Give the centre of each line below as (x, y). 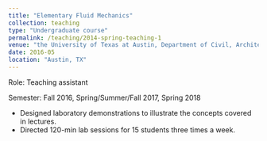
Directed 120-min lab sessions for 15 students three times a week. (128, 130)
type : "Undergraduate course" (58, 30)
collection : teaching (44, 23)
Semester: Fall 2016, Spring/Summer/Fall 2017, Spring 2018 (104, 97)
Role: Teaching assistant (48, 82)
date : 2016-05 (32, 52)
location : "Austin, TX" (48, 60)
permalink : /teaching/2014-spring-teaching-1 (85, 38)
